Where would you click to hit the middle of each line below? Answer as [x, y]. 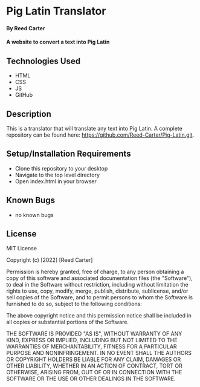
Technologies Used [43, 61]
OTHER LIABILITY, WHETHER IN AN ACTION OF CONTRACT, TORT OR [94, 366]
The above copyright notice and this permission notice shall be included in [99, 316]
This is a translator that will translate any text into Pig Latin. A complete [94, 128]
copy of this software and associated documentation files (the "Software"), [100, 278]
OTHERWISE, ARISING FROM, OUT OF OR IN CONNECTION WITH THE [94, 372]
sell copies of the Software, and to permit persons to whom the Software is [100, 298]
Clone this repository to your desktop [61, 168]
